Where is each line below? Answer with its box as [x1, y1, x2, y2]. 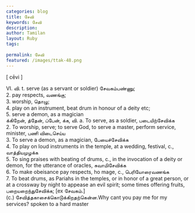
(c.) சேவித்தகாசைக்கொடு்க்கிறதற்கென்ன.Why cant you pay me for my [6, 194, 168, 201]
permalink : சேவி [6, 52, 45, 58]
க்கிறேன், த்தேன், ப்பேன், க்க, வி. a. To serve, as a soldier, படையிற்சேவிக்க [6, 117, 175, 124]
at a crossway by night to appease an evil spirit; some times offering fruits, [6, 181, 185, 188]
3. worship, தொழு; [6, 97, 50, 105]
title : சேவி [6, 14, 34, 20]
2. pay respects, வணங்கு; [6, 91, 66, 98]
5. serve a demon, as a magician [6, 110, 84, 117]
